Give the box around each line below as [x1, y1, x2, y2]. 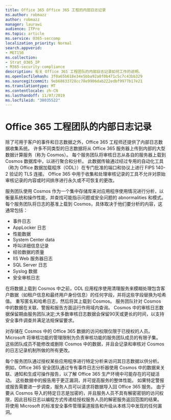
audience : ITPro [5, 27, 40, 32]
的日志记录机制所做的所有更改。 [5, 348, 72, 354]
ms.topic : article [5, 31, 44, 36]
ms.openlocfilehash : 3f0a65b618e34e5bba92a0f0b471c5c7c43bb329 [5, 74, 143, 79]
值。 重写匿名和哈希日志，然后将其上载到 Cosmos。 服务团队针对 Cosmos [5, 298, 161, 304]
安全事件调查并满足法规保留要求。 [5, 317, 77, 324]
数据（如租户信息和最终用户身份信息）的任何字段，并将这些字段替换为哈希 [9, 292, 166, 298]
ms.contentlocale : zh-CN [5, 88, 58, 93]
